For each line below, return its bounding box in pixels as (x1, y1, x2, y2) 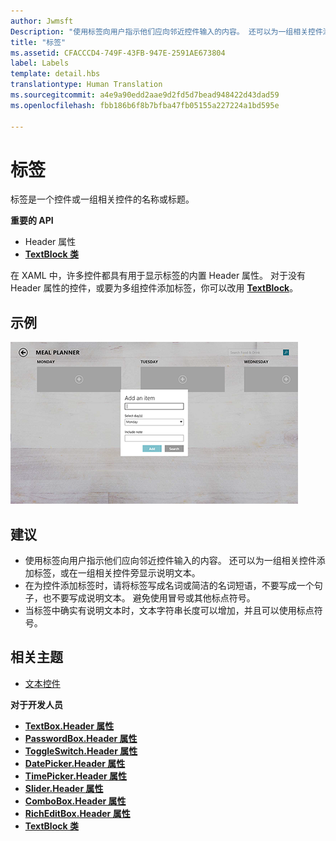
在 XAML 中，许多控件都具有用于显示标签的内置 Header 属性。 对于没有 (10, 270, 307, 282)
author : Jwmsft (10, 16, 74, 26)
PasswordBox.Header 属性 (24, 732, 138, 744)
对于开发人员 (10, 698, 63, 710)
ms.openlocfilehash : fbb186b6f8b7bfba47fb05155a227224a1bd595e (10, 100, 280, 110)
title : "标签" (10, 37, 67, 47)
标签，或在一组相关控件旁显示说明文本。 (33, 567, 201, 579)
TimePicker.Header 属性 (24, 770, 128, 782)
